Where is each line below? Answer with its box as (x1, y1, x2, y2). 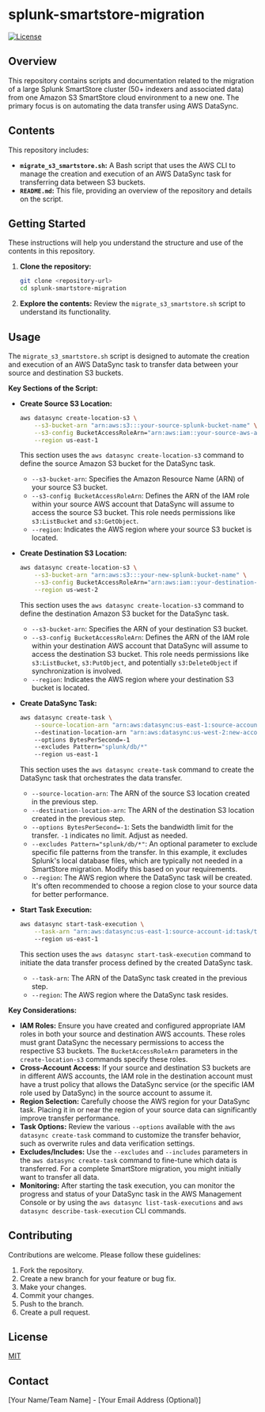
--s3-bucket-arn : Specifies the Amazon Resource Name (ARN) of (31, 474, 244, 484)
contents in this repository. (8, 246, 96, 256)
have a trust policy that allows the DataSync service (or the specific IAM (19, 1079, 255, 1089)
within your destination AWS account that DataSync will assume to (31, 640, 248, 651)
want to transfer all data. (19, 1172, 100, 1181)
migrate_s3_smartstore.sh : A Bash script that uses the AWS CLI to (19, 160, 236, 170)
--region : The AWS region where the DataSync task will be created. (31, 873, 253, 883)
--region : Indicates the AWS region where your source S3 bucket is (31, 525, 252, 534)
